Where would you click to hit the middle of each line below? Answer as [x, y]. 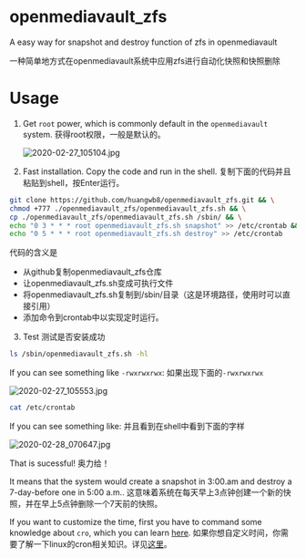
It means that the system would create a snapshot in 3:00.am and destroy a [151, 481]
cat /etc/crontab [42, 408]
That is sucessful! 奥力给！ [60, 463]
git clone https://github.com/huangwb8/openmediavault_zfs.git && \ [142, 200]
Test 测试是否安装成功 [64, 337]
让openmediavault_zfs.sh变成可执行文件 [98, 284]
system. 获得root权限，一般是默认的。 [94, 134]
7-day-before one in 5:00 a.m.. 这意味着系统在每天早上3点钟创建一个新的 [147, 492]
